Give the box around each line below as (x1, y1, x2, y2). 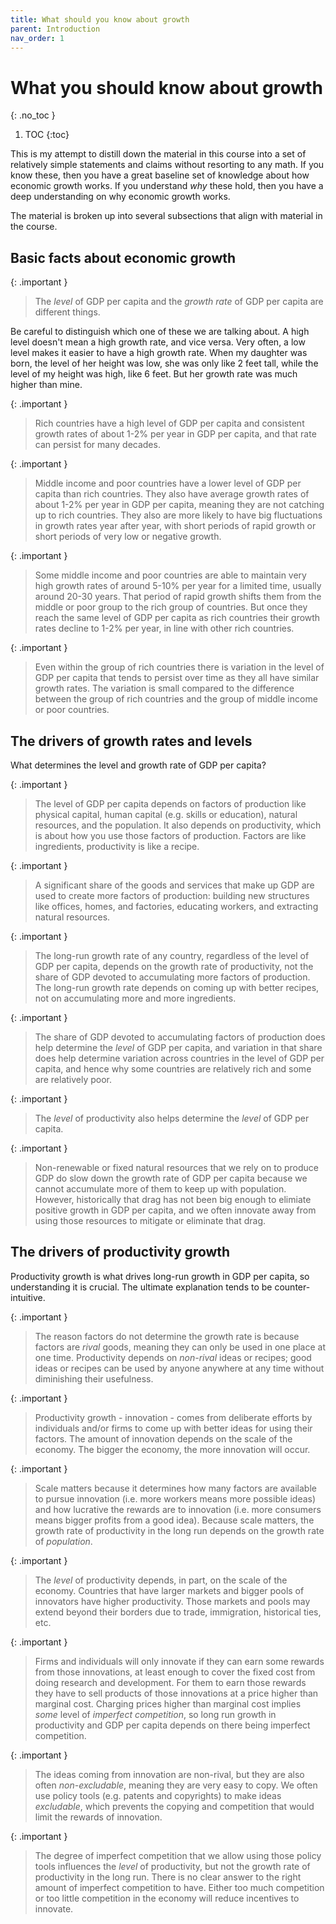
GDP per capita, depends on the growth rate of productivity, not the (34, 960, 314, 972)
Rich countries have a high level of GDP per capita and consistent (34, 417, 305, 430)
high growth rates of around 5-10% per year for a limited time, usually (34, 580, 322, 592)
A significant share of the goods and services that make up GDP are (34, 879, 315, 891)
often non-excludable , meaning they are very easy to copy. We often (34, 1779, 318, 1791)
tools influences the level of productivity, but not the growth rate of (34, 1860, 311, 1872)
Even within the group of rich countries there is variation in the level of (34, 661, 325, 673)
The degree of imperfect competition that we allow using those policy (34, 1849, 322, 1861)
